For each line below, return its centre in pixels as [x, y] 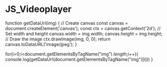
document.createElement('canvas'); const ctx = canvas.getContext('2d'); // [83, 28]
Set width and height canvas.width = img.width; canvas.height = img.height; [84, 33]
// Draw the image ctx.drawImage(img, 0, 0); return [58, 39]
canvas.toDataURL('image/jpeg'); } [41, 44]
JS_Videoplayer [38, 9]
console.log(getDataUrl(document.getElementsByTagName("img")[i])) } [79, 59]
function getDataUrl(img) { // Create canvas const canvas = [67, 23]
